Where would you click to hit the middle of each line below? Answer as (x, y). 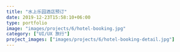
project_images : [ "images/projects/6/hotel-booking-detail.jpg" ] (90, 39)
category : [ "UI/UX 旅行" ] (38, 34)
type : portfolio (27, 23)
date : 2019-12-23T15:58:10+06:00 (48, 17)
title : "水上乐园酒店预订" (37, 12)
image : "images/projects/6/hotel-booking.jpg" (66, 28)
